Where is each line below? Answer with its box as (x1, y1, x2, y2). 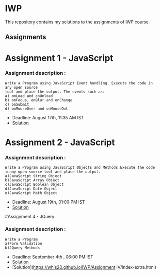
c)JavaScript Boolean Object (5, 182, 64, 187)
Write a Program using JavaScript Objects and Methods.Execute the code (5, 165, 155, 170)
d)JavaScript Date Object (5, 186, 57, 192)
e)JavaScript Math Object (5, 191, 57, 195)
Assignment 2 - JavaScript (5, 137, 115, 148)
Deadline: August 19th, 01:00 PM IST (12, 199, 85, 205)
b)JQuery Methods (5, 245, 40, 250)
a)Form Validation (5, 241, 42, 246)
